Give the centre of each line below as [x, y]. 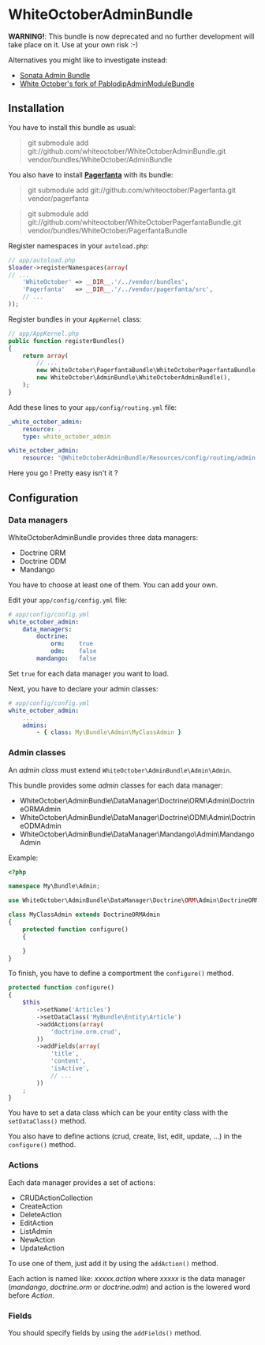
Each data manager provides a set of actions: [82, 1182]
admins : [35, 725]
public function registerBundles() [67, 341]
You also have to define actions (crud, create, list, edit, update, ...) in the [125, 1136]
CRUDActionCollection [56, 1198]
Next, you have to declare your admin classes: [83, 688]
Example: [23, 858]
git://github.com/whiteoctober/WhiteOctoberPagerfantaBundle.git [134, 222]
